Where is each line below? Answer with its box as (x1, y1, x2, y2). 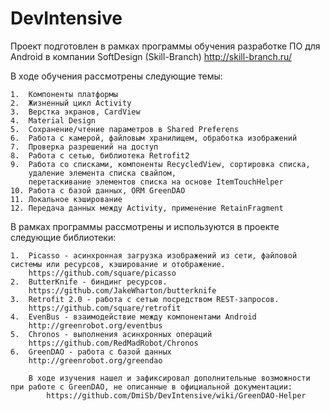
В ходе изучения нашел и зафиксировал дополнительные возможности (28, 373, 311, 383)
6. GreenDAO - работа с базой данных (10, 347, 172, 357)
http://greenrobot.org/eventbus (28, 320, 163, 331)
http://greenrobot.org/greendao (28, 355, 163, 366)
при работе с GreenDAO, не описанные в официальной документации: (10, 382, 293, 392)
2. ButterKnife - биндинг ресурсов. (10, 277, 168, 287)
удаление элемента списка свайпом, (28, 168, 177, 178)
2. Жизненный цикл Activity (10, 98, 132, 108)
